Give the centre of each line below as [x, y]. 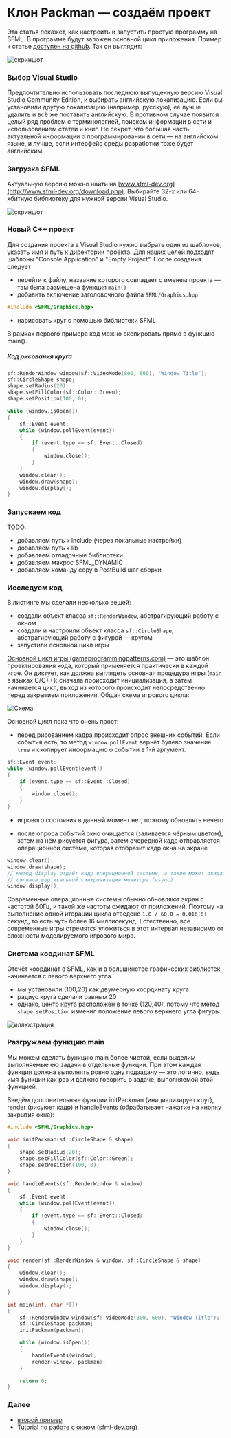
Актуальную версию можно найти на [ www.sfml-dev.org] [91, 184]
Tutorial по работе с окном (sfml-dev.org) [77, 1427]
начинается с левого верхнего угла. [60, 976]
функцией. [22, 1086]
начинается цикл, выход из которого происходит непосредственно [106, 687]
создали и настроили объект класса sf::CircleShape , [95, 630]
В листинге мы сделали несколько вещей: [69, 602]
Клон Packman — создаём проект [109, 13]
